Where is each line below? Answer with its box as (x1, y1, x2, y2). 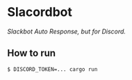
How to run (7, 47, 56, 59)
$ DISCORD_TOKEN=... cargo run (7, 65, 98, 73)
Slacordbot (7, 4, 73, 20)
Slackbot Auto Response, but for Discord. (7, 27, 126, 35)
